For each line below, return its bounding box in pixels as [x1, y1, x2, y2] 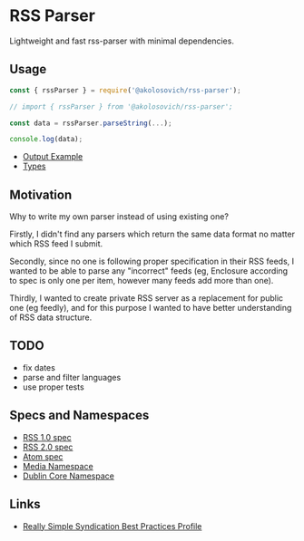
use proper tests [22, 382, 84, 392]
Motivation [9, 187, 73, 202]
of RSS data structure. [9, 312, 93, 323]
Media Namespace [22, 460, 93, 471]
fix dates [22, 362, 56, 372]
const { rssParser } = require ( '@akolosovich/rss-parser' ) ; [9, 85, 242, 95]
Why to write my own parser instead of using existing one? [9, 211, 230, 222]
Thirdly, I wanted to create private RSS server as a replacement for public [9, 293, 284, 304]
